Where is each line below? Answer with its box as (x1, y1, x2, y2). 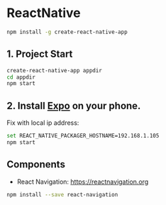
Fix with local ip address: (6, 118, 79, 127)
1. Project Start (6, 48, 73, 60)
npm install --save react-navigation (6, 191, 118, 198)
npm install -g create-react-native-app (6, 28, 128, 35)
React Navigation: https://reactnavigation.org (16, 177, 149, 186)
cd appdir (6, 73, 36, 81)
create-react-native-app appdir (6, 67, 102, 74)
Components (6, 158, 65, 171)
